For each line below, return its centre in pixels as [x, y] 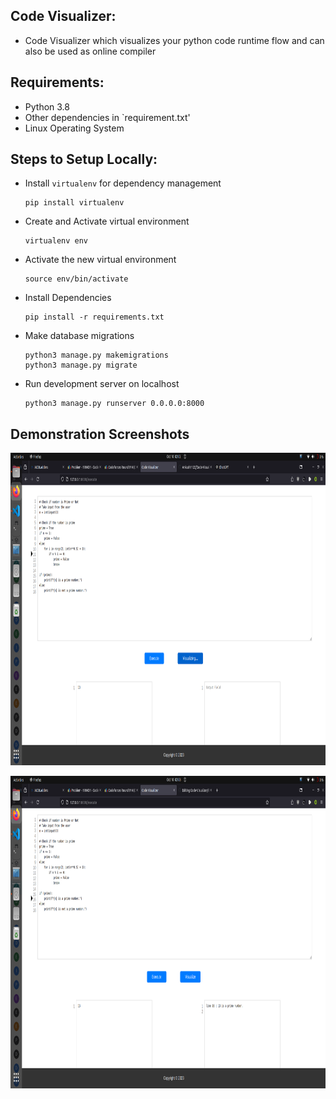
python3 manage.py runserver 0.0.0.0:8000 [114, 404]
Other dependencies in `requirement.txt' [107, 117]
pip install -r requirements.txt [94, 317]
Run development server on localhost [102, 384]
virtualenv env [56, 241]
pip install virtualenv [74, 203]
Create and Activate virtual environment [107, 221]
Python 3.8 [47, 106]
